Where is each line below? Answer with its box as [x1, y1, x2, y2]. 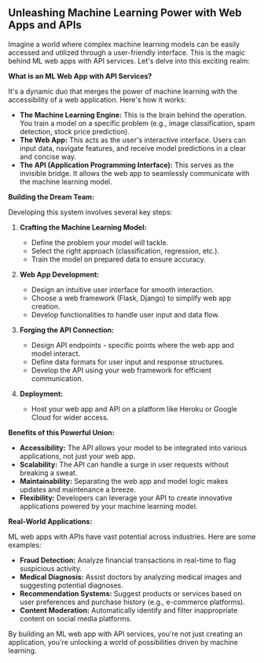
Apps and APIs [8, 19, 82, 32]
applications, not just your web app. [19, 451, 136, 460]
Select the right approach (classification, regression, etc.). [31, 246, 220, 255]
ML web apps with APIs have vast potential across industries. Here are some [8, 532, 256, 541]
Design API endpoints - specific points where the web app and [31, 340, 234, 350]
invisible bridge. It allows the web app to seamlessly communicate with [19, 168, 250, 178]
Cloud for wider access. [31, 412, 109, 422]
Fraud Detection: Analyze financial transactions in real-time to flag [19, 555, 236, 565]
